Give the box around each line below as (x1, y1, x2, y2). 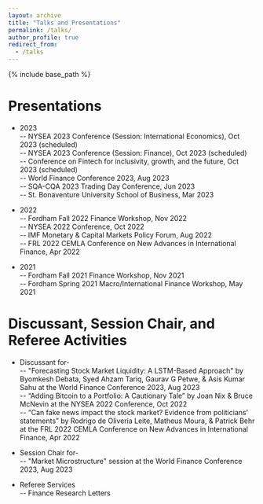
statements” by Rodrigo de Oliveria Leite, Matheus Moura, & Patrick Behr (19, 416, 255, 425)
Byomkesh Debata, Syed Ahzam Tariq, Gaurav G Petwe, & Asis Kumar (19, 374, 246, 384)
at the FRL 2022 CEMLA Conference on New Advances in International (19, 424, 249, 433)
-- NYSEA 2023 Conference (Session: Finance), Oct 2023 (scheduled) (19, 148, 247, 157)
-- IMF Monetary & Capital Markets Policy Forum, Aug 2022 (19, 230, 213, 240)
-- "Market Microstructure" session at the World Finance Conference (19, 456, 243, 465)
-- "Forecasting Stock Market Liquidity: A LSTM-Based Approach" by (19, 366, 244, 375)
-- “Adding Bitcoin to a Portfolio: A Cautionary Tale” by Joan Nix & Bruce (19, 391, 254, 400)
